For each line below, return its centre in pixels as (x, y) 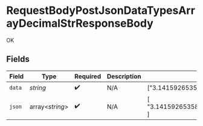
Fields (18, 59)
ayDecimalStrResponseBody (80, 23)
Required (88, 76)
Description (124, 76)
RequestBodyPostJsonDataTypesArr (101, 11)
